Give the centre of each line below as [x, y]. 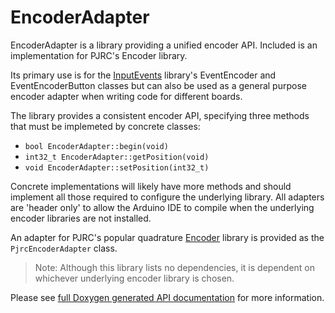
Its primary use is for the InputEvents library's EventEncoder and [143, 75]
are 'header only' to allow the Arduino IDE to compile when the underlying [162, 207]
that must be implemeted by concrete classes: [105, 126]
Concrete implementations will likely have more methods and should [151, 186]
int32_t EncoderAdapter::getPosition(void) [117, 157]
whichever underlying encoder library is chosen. [134, 278]
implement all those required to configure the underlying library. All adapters [167, 197]
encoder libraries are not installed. [81, 218]
